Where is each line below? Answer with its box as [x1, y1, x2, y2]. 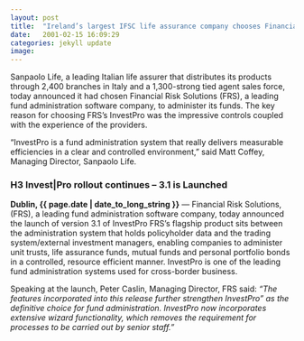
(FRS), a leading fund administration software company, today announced [10, 208, 285, 219]
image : [10, 47, 35, 56]
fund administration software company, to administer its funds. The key [10, 100, 276, 111]
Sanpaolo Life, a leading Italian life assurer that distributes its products [10, 71, 272, 82]
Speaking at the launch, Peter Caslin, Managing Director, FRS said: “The [10, 283, 278, 294]
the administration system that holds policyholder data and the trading [10, 227, 272, 239]
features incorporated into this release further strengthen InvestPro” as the [10, 293, 290, 304]
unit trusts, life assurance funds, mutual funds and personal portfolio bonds [10, 247, 290, 258]
